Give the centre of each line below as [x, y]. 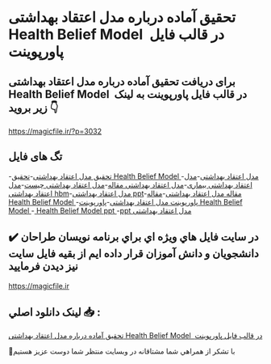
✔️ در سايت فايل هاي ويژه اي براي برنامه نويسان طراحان [134, 237]
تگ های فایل [35, 157]
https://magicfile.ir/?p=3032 [55, 131]
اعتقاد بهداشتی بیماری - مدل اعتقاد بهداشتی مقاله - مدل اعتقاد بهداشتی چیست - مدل [130, 184]
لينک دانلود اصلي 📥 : [54, 313]
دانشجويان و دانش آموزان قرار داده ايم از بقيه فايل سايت [134, 254]
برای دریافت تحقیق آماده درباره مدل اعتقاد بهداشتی [122, 81]
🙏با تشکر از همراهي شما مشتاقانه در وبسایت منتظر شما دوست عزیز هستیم [122, 351]
